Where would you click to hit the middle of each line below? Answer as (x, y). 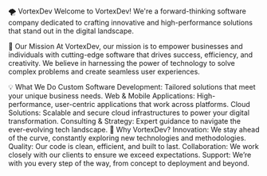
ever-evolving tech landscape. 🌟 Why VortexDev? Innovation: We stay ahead (134, 130)
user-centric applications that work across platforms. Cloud (153, 104)
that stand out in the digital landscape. (71, 31)
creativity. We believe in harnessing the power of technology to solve (122, 63)
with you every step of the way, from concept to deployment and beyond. (129, 163)
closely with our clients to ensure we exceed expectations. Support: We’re (130, 155)
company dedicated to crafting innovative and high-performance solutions (131, 23)
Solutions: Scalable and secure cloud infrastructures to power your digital (129, 113)
